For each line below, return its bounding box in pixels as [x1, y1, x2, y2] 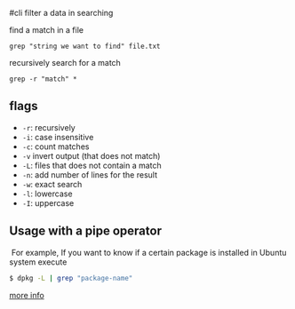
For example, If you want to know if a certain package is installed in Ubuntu [11, 247, 287, 257]
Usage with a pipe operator [9, 224, 163, 239]
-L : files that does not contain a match [21, 160, 162, 170]
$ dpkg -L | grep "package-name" [9, 273, 133, 282]
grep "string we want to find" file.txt [9, 42, 162, 51]
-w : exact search [21, 178, 83, 189]
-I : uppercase [21, 197, 75, 208]
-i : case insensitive [21, 131, 94, 142]
